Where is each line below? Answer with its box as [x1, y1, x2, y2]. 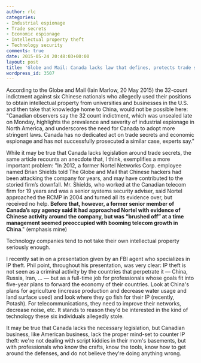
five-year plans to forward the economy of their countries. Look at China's [6, 281, 190, 288]
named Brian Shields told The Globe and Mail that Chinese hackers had [6, 169, 182, 176]
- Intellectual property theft [6, 37, 84, 43]
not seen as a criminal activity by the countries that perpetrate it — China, [6, 268, 188, 275]
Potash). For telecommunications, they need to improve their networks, [6, 300, 181, 307]
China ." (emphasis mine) [6, 226, 68, 233]
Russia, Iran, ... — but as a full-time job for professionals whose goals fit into [6, 274, 194, 282]
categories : [6, 14, 36, 20]
